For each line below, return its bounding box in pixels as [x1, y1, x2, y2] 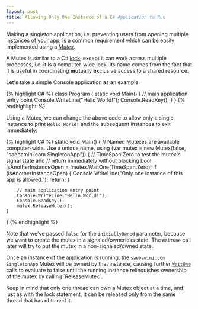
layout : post [6, 8, 39, 15]
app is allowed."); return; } [6, 176, 70, 183]
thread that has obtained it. [6, 297, 72, 304]
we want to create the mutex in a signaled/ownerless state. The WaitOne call [6, 236, 191, 243]
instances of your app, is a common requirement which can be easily [6, 37, 175, 44]
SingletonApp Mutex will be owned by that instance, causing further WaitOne [6, 260, 191, 267]
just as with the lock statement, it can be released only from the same [6, 291, 176, 298]
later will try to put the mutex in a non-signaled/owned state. [6, 242, 154, 249]
